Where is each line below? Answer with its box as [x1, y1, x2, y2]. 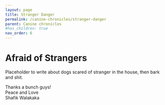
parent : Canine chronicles [5, 21, 62, 27]
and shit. [5, 74, 24, 80]
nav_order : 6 [5, 31, 33, 36]
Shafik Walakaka [5, 94, 40, 100]
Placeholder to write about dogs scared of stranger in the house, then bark [5, 69, 160, 75]
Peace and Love [5, 89, 39, 95]
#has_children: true [5, 26, 49, 31]
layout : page [5, 7, 33, 13]
